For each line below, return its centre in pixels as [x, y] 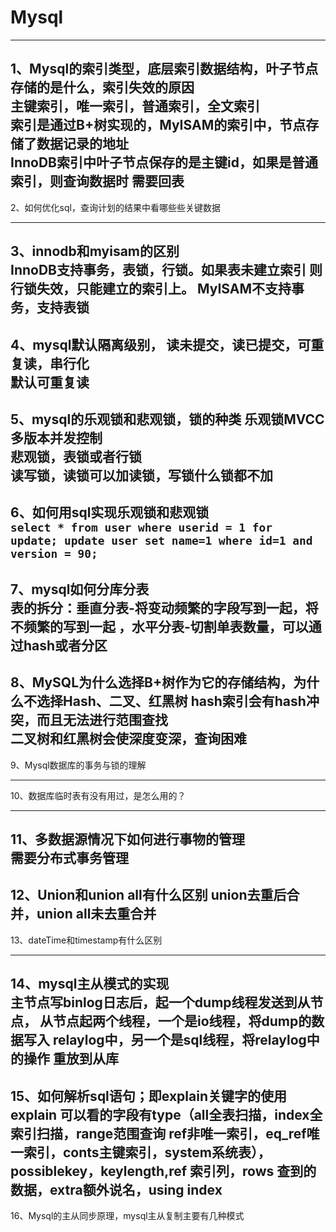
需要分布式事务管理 [69, 857]
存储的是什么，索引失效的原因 [102, 87]
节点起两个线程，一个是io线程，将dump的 [182, 1021]
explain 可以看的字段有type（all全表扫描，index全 [166, 1114]
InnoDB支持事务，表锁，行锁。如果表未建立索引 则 [166, 270]
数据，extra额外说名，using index [116, 1189]
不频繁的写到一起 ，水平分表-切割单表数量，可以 [159, 626]
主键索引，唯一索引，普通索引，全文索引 [135, 106]
